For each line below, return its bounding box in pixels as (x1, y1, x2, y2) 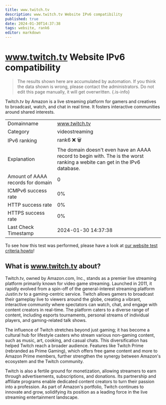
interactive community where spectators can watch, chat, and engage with (5, 301, 158, 307)
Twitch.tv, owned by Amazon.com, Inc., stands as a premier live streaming (5, 275, 157, 281)
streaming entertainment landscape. (5, 394, 79, 400)
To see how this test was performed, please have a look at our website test (5, 242, 158, 248)
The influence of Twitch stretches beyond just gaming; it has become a (5, 327, 150, 333)
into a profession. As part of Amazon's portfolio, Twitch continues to (5, 384, 144, 390)
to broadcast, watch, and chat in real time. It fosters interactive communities (5, 103, 160, 109)
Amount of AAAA (7, 173, 47, 180)
